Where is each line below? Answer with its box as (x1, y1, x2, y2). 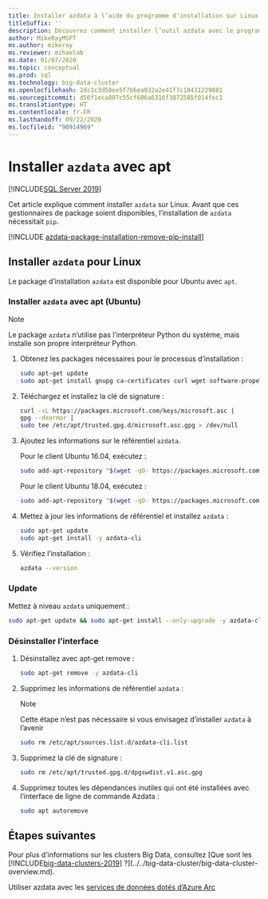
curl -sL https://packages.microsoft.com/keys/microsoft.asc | (19, 407, 235, 415)
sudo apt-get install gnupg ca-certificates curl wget (19, 376, 207, 384)
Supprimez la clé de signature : (19, 753, 122, 762)
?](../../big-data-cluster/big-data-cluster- (123, 858, 258, 868)
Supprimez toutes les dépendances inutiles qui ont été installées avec (19, 782, 250, 792)
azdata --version (19, 564, 78, 572)
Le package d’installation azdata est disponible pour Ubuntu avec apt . (8, 276, 238, 286)
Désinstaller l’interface (8, 635, 99, 646)
